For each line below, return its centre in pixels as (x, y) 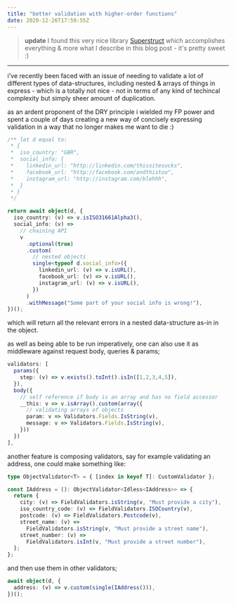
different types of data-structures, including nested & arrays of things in (111, 83)
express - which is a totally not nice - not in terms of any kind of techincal (114, 90)
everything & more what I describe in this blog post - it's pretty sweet (125, 48)
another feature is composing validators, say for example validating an (109, 456)
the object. (23, 330)
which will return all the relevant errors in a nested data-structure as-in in (113, 323)
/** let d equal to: (38, 139)
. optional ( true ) (50, 244)
